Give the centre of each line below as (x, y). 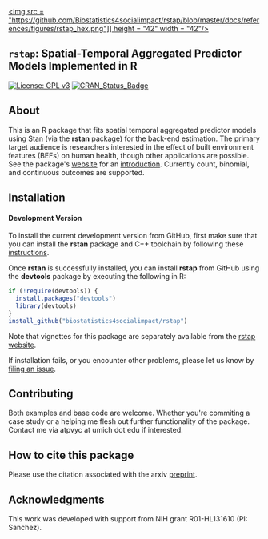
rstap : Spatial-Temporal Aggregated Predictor (125, 54)
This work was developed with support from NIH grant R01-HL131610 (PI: (128, 519)
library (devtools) (46, 306)
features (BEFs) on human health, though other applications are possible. (129, 155)
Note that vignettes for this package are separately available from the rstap (132, 336)
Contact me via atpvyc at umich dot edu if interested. (96, 430)
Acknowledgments (57, 499)
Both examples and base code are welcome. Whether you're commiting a (129, 413)
